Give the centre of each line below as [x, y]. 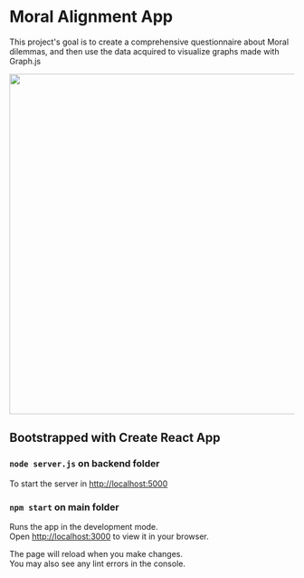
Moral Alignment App [91, 17]
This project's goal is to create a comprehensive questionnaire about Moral [149, 42]
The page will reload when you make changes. [96, 554]
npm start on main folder [64, 507]
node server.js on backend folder [85, 464]
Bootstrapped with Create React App [115, 438]
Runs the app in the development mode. [84, 526]
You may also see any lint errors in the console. [97, 563]
